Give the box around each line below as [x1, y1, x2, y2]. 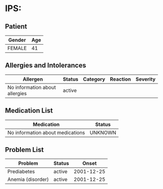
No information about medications [7, 129, 85, 136]
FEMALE [7, 45, 27, 52]
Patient [5, 22, 28, 31]
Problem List [5, 146, 44, 154]
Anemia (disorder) [7, 176, 49, 183]
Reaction [110, 76, 131, 83]
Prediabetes [7, 168, 35, 175]
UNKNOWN [89, 129, 116, 136]
